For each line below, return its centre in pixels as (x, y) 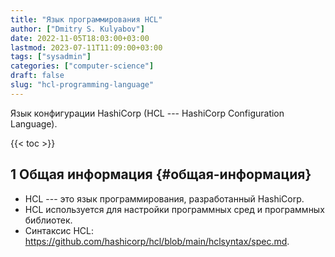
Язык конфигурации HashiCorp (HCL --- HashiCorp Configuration (147, 113)
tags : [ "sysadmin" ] (51, 57)
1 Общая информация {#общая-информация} (161, 174)
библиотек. (48, 220)
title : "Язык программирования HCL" (86, 19)
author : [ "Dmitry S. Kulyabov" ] (77, 29)
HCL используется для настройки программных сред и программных (174, 209)
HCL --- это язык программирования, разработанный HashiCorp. (164, 198)
